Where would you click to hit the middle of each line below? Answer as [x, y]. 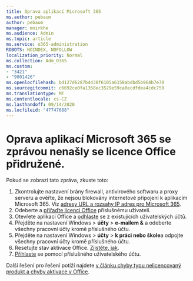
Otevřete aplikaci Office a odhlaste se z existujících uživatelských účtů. [101, 217]
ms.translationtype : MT [35, 93]
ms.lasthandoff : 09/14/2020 [41, 104]
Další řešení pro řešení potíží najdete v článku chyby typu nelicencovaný [94, 266]
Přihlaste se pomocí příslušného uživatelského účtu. [78, 254]
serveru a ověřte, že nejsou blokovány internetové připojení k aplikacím [101, 198]
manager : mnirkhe [27, 28]
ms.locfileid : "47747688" [38, 110]
